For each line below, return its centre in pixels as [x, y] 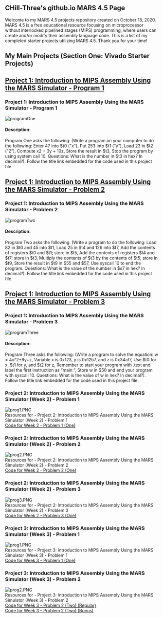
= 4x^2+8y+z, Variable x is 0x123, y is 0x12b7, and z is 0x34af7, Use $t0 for [81, 359]
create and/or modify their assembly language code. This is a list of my [76, 35]
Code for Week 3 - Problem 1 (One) [40, 561]
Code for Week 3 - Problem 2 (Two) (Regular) [51, 605]
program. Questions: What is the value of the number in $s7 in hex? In [75, 268]
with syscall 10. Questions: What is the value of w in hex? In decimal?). [75, 375]
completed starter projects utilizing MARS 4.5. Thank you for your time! [76, 41]
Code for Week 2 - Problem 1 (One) [40, 425]
